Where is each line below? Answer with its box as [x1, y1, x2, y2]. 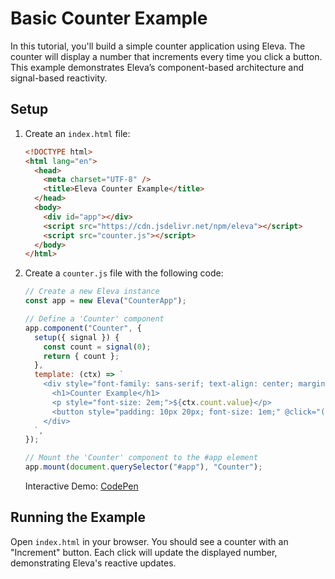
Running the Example [10, 509, 147, 526]
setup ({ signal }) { [34, 332, 120, 342]
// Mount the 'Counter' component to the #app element [24, 453, 259, 463]
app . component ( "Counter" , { [24, 323, 142, 333]
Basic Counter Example [10, 7, 208, 30]
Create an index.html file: [24, 127, 131, 139]
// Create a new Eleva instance [24, 287, 160, 297]
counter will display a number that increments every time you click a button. [10, 50, 323, 62]
